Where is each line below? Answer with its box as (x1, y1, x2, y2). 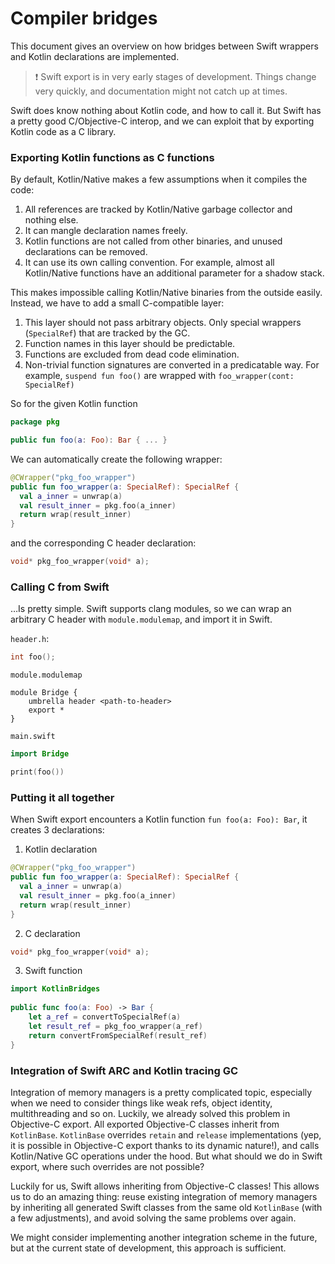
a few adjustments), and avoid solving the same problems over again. (10, 1212, 297, 1224)
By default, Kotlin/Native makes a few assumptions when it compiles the (10, 173, 308, 186)
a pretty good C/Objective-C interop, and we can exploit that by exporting (10, 115, 315, 127)
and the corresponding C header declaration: (10, 537, 197, 549)
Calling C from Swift (10, 580, 110, 594)
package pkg (10, 417, 60, 427)
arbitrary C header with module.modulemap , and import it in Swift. (10, 613, 273, 626)
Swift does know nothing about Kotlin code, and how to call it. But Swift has (10, 104, 322, 116)
